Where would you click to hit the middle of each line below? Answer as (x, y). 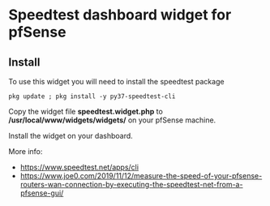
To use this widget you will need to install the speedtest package (116, 82)
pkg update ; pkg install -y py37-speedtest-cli (92, 97)
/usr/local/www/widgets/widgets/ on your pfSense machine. (112, 120)
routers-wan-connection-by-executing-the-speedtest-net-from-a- (131, 185)
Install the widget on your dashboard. (71, 136)
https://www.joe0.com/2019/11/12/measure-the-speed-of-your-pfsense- (141, 176)
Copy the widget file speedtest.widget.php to (86, 112)
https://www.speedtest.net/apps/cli (79, 167)
